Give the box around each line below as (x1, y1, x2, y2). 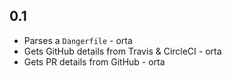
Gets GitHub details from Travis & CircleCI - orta (23, 45, 222, 57)
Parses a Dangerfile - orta (23, 34, 133, 46)
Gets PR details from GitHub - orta (23, 55, 166, 68)
